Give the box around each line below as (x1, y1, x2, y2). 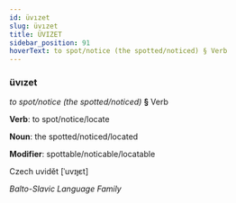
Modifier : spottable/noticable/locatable (9, 149, 156, 160)
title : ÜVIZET (9, 30, 63, 39)
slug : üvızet (9, 22, 59, 31)
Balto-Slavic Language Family (9, 183, 122, 194)
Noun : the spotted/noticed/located (9, 131, 139, 142)
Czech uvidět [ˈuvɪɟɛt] (9, 166, 89, 177)
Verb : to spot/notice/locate (9, 114, 110, 125)
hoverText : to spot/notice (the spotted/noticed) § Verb (9, 47, 228, 56)
